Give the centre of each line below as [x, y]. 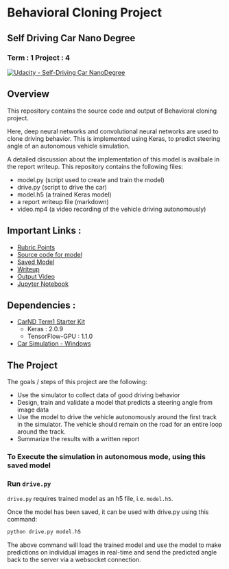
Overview [28, 94]
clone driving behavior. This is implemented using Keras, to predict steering [114, 138]
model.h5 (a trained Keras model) [64, 194]
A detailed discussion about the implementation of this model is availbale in [113, 159]
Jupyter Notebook [43, 284]
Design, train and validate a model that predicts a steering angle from [114, 403]
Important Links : [44, 231]
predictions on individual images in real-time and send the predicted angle [112, 553]
